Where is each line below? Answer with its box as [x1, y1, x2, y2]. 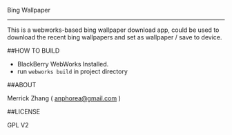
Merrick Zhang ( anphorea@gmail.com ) [7, 94, 121, 102]
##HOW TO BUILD [7, 46, 60, 55]
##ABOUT [7, 81, 37, 89]
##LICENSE [7, 107, 40, 116]
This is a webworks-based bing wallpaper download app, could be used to [7, 26, 220, 34]
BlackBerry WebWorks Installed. [17, 60, 109, 68]
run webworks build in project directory [17, 67, 128, 75]
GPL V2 [7, 121, 29, 129]
